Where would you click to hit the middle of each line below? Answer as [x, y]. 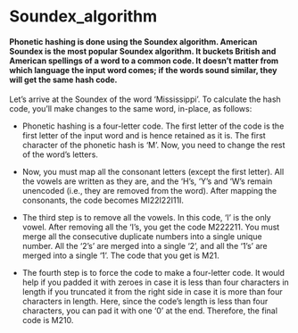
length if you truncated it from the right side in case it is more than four [152, 292]
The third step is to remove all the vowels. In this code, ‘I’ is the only [146, 218]
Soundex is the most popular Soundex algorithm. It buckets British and [143, 51]
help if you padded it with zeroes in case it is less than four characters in [156, 282]
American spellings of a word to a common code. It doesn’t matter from [144, 61]
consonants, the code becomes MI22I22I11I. [103, 200]
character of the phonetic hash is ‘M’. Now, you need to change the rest [153, 146]
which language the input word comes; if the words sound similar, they [143, 70]
